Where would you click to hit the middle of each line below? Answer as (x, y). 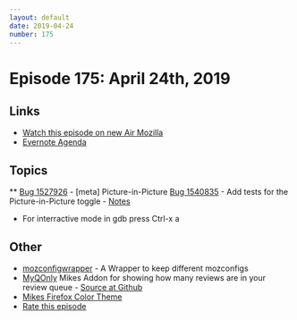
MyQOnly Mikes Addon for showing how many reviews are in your (144, 278)
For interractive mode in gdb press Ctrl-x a (101, 219)
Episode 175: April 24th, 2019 (120, 78)
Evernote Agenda (54, 142)
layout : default (39, 17)
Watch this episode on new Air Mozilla (93, 133)
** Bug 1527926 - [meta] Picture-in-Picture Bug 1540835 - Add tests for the (149, 192)
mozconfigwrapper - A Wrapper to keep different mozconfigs (135, 268)
